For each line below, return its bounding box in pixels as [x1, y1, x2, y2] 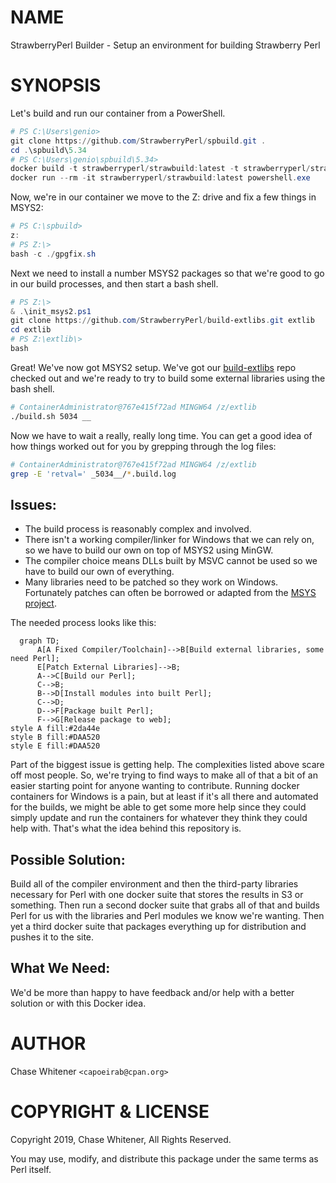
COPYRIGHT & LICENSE [10, 1100, 210, 1123]
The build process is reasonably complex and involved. [24, 523, 252, 535]
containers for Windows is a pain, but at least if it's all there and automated [10, 791, 319, 803]
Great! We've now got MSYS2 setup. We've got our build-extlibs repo [10, 361, 297, 373]
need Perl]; [10, 654, 60, 664]
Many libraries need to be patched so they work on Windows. [24, 576, 279, 588]
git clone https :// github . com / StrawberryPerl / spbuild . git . [10, 136, 267, 146]
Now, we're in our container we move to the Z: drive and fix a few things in [10, 191, 317, 203]
